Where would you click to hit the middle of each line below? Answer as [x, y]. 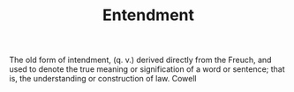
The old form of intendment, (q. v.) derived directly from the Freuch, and [140, 60]
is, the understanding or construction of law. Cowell [103, 79]
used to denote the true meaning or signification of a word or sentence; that [147, 69]
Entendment [148, 15]
